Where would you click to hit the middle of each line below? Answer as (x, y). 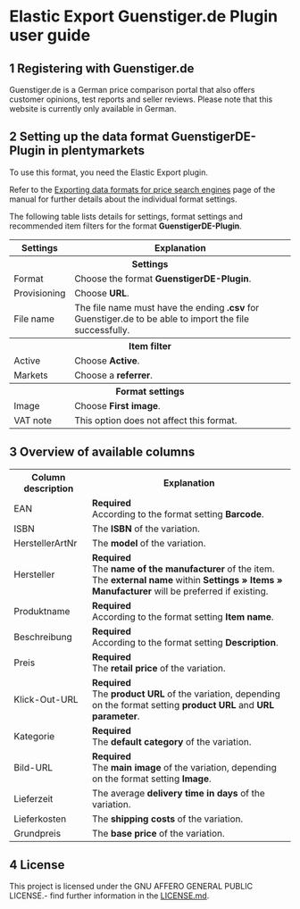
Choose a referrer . (114, 375)
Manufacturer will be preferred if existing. (180, 591)
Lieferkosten (40, 819)
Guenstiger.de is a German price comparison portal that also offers (132, 90)
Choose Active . (107, 361)
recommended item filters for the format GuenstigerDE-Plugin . (126, 226)
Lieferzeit (33, 798)
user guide (50, 35)
